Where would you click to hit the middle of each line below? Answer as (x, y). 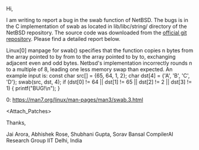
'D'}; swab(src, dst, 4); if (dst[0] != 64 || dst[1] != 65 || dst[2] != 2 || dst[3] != (99, 82)
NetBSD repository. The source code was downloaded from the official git (97, 33)
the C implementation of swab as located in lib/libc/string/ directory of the (97, 26)
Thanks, (16, 123)
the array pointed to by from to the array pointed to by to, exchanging (91, 57)
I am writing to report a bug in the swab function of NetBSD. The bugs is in (97, 20)
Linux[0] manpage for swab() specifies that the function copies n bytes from (100, 50)
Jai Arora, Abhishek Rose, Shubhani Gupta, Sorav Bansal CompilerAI (90, 134)
